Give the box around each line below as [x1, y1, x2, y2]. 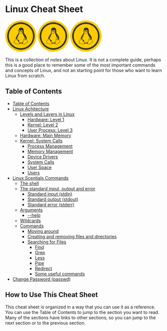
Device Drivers [27, 154, 58, 160]
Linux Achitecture [12, 106, 49, 112]
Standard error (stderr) [27, 201, 74, 207]
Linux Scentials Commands [12, 175, 69, 181]
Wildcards [19, 217, 41, 223]
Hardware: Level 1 [27, 116, 64, 122]
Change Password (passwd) [12, 276, 71, 282]
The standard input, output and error [19, 185, 95, 191]
